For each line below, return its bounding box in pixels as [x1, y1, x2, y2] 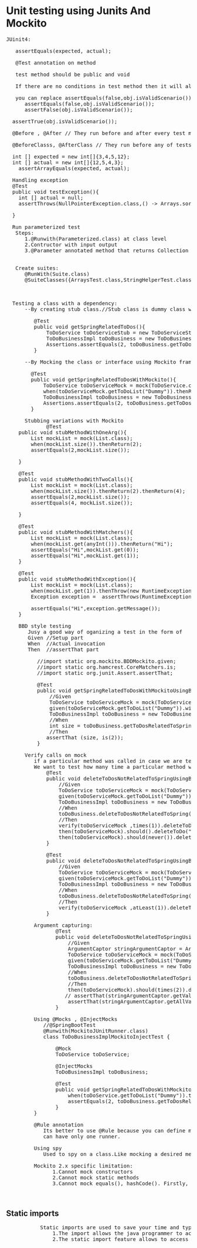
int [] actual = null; [18, 194, 84, 201]
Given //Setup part [28, 634, 84, 641]
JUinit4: [6, 36, 31, 42]
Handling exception [12, 177, 69, 183]
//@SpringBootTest [43, 1022, 96, 1028]
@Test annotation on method [15, 59, 96, 66]
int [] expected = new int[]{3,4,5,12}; [12, 153, 130, 160]
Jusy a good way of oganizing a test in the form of [28, 628, 183, 635]
